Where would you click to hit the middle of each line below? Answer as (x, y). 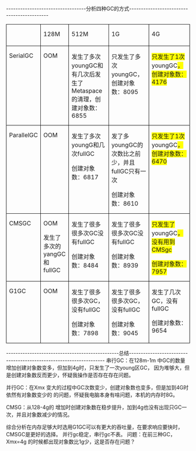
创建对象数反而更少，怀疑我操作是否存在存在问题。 (72, 375)
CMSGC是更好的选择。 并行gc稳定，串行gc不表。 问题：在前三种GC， (91, 435)
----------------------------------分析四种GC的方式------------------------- (97, 8)
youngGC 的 (127, 145)
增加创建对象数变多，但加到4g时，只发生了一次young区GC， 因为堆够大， (95, 368)
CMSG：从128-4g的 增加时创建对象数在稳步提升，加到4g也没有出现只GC (94, 407)
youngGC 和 (87, 66)
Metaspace (87, 91)
